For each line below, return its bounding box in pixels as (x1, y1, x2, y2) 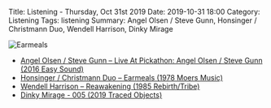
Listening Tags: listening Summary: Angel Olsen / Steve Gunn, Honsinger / (8, 15, 258, 25)
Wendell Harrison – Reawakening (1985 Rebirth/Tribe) (20, 81, 200, 91)
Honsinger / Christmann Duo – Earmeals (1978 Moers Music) (20, 73, 224, 82)
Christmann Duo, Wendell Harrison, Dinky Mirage (8, 24, 173, 33)
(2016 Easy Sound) (20, 64, 84, 74)
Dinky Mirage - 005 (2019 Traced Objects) (20, 90, 163, 100)
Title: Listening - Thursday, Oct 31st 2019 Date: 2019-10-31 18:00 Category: (8, 7, 260, 16)
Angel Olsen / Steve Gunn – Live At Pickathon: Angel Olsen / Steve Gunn (20, 56, 263, 65)
